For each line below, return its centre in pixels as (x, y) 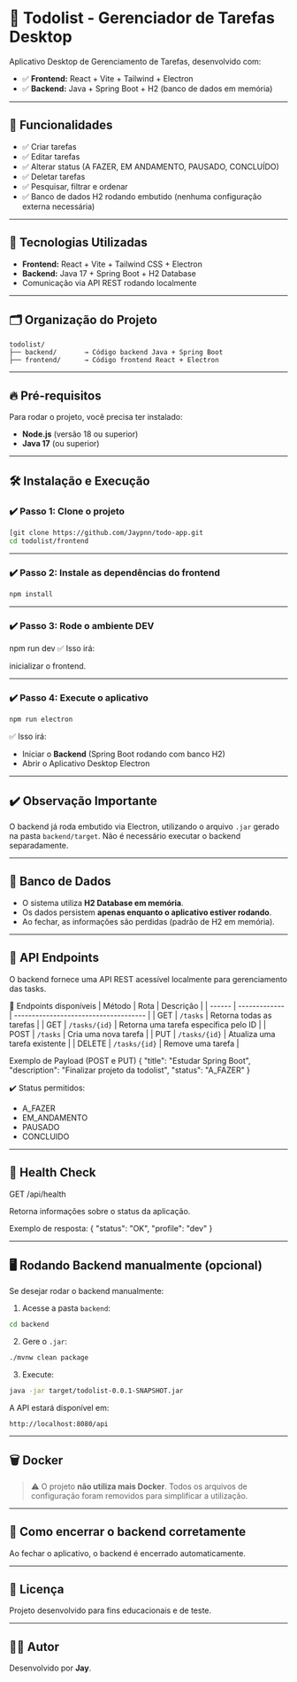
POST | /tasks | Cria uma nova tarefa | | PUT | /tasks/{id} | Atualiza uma (142, 1034)
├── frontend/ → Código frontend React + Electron (114, 360)
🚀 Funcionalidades (61, 125)
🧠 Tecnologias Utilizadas (78, 243)
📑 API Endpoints (54, 958)
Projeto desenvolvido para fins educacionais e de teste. (110, 1610)
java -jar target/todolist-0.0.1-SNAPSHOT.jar (96, 1391)
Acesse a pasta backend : (66, 1308)
